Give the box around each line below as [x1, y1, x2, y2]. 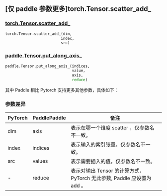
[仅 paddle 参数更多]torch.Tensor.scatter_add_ [5, 4, 152, 13]
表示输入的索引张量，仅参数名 [71, 141, 141, 148]
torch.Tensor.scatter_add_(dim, [5, 31, 72, 36]
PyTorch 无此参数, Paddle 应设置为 [71, 175, 152, 182]
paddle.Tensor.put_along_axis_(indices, [5, 64, 90, 69]
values [32, 158, 48, 165]
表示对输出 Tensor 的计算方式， [71, 167, 145, 174]
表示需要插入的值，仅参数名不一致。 [71, 158, 156, 165]
